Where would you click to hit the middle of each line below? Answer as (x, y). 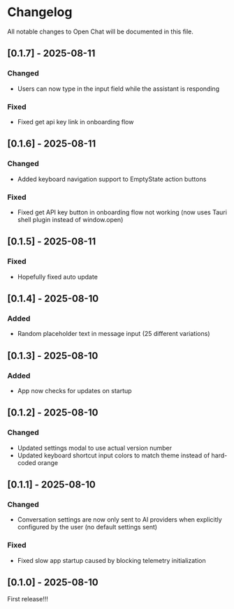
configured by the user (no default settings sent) (87, 527)
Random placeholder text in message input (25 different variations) (114, 334)
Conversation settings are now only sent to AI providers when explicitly (119, 520)
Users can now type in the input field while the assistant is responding (118, 89)
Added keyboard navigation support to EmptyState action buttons (112, 179)
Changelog (40, 12)
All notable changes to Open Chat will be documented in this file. (101, 31)
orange (47, 462)
